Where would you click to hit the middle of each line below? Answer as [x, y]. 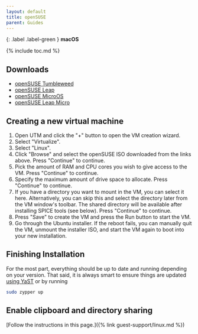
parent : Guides [25, 22]
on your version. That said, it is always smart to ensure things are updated [96, 275]
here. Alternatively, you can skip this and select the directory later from [101, 198]
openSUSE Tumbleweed [44, 84]
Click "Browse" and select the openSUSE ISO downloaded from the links [103, 154]
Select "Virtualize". [38, 142]
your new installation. [40, 236]
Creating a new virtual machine [65, 121]
